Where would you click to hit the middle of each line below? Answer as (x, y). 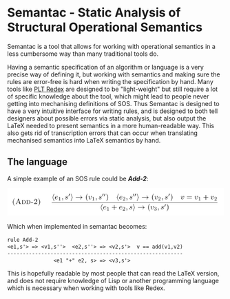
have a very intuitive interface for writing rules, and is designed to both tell (113, 111)
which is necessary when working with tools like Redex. (86, 288)
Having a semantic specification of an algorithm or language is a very (106, 67)
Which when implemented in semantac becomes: (77, 227)
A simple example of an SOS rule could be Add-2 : (78, 178)
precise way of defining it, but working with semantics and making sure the (114, 74)
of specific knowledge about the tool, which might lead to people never (108, 96)
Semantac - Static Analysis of (94, 13)
